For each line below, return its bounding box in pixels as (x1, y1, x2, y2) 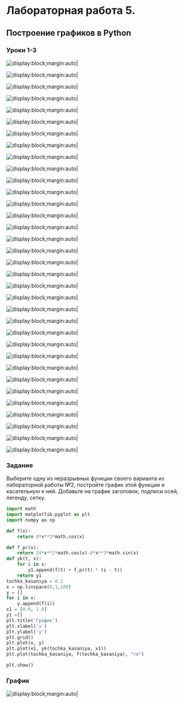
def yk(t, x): (6, 556, 42, 562)
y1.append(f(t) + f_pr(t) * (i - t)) (28, 567, 122, 573)
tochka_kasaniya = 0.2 (6, 578, 63, 584)
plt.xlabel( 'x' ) (6, 623, 47, 629)
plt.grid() (6, 634, 34, 641)
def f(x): (6, 528, 31, 534)
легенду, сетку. (6, 494, 46, 502)
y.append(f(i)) (17, 601, 56, 607)
